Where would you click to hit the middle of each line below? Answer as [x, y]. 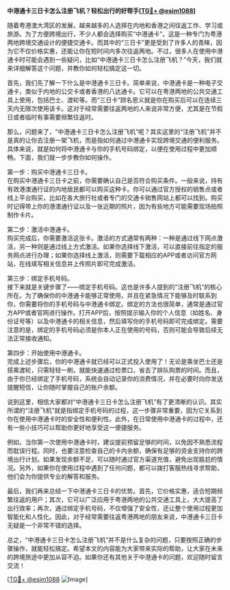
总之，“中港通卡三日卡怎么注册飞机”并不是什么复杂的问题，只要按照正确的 [112, 540]
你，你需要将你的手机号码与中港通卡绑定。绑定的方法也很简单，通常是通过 [112, 304]
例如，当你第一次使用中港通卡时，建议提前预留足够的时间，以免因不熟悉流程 [115, 442]
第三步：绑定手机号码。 [40, 278]
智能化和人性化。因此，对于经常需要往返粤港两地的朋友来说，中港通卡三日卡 [115, 517]
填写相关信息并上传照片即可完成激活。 [85, 264]
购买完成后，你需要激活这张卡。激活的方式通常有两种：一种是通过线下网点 [112, 238]
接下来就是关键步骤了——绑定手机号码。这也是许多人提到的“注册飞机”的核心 [115, 287]
